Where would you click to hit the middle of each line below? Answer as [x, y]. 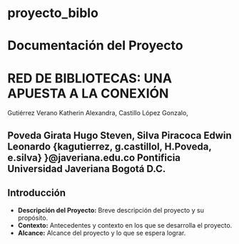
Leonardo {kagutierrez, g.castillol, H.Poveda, [110, 146]
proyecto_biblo [53, 13]
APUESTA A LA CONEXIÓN [88, 93]
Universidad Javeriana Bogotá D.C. [87, 169]
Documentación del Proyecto [95, 46]
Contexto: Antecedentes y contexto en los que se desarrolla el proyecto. [125, 225]
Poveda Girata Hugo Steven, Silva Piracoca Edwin [119, 136]
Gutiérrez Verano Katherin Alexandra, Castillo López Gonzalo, [98, 113]
